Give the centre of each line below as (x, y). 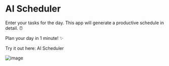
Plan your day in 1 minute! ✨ (34, 38)
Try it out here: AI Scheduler (35, 48)
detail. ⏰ (14, 28)
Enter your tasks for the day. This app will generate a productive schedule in (85, 23)
